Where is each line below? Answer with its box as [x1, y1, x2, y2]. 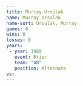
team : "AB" [14, 59, 42, 65]
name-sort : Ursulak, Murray [6, 20, 78, 26]
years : [6, 43, 23, 49]
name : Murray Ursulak [6, 15, 61, 21]
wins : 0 [6, 31, 26, 38]
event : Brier [14, 54, 47, 60]
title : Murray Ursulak [6, 8, 64, 15]
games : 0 [6, 25, 28, 32]
